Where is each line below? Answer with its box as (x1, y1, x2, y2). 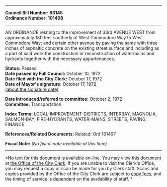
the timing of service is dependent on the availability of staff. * (5, 176, 133, 182)
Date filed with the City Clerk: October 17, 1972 (5, 76, 102, 82)
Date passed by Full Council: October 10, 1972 (5, 70, 101, 76)
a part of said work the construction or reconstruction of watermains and (5, 51, 155, 56)
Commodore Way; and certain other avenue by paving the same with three (5, 40, 158, 46)
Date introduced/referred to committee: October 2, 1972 (5, 96, 123, 102)
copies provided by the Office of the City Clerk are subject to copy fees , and (5, 171, 162, 177)
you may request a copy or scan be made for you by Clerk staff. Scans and (5, 166, 159, 171)
